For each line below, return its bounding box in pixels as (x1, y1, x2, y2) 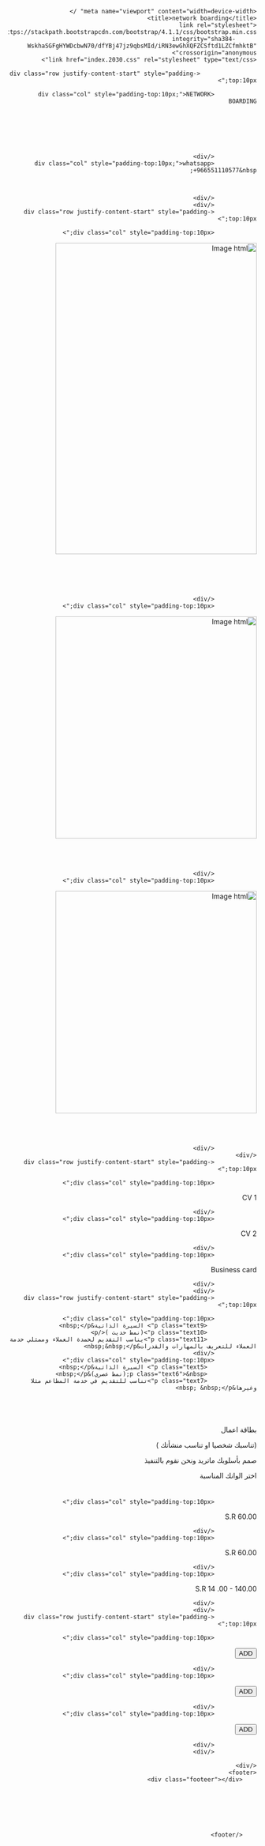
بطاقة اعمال (220, 1425, 257, 1434)
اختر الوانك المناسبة (200, 1471, 257, 1480)
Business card (211, 1265, 257, 1274)
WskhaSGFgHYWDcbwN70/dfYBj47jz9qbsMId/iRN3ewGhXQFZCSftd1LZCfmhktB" (27, 42, 257, 50)
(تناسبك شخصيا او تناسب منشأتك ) (155, 1441, 257, 1449)
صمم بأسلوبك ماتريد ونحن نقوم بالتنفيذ (144, 1456, 257, 1465)
